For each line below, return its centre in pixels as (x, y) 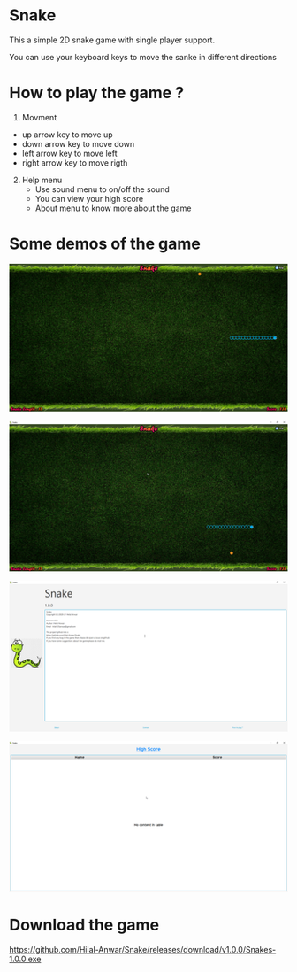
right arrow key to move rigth (75, 162)
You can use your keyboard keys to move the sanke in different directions (143, 57)
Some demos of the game (105, 244)
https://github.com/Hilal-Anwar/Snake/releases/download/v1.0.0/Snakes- (143, 949)
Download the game (84, 925)
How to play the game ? (96, 93)
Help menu (42, 180)
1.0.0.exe (25, 959)
